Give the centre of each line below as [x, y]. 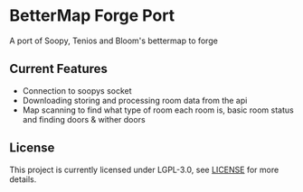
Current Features [59, 69]
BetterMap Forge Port [92, 16]
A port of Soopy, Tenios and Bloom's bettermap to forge [114, 41]
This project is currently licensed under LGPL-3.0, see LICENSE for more [144, 169]
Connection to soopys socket [77, 90]
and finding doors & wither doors [84, 119]
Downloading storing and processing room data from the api [135, 100]
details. [23, 179]
